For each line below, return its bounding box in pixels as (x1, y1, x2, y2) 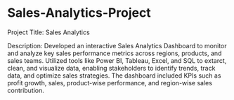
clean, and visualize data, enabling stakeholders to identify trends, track (7, 64, 216, 72)
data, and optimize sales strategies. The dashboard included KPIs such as (7, 71, 221, 80)
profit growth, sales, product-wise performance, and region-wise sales (7, 78, 213, 87)
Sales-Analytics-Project (7, 5, 151, 21)
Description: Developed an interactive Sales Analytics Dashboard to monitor (7, 41, 227, 50)
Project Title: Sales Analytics (7, 28, 90, 36)
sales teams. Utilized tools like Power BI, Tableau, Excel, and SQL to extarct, (7, 56, 227, 64)
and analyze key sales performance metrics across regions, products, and (7, 49, 222, 57)
